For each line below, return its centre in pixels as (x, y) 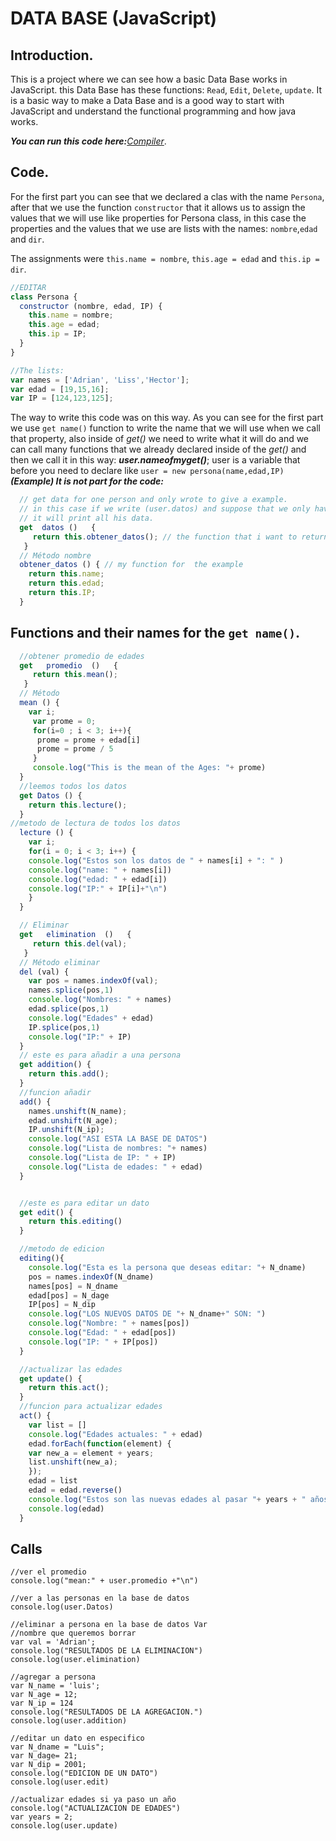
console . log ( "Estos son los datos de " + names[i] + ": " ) (156, 860)
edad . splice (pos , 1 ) (69, 1009)
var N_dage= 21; (44, 1756)
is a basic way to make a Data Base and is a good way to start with (147, 100)
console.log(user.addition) (69, 1721)
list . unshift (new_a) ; (73, 1462)
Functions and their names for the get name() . (155, 633)
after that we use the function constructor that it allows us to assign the (158, 207)
